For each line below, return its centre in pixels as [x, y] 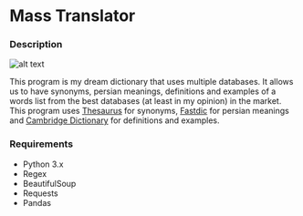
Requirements [42, 144]
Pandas [37, 202]
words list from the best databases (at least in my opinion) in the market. [146, 101]
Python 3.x [43, 164]
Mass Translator [73, 16]
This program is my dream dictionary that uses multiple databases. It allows [151, 82]
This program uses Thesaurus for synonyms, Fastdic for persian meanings [149, 111]
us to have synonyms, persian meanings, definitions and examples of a [143, 91]
